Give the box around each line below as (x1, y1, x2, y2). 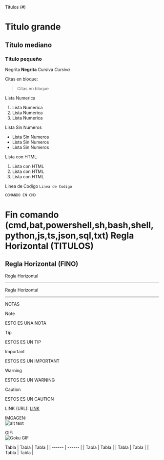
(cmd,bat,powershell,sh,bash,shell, (5, 219, 154, 231)
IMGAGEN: (5, 415, 27, 421)
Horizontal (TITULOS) (5, 240, 94, 251)
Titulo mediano (5, 41, 52, 49)
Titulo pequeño (5, 55, 42, 62)
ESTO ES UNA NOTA (5, 320, 46, 326)
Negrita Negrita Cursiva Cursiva (5, 66, 70, 73)
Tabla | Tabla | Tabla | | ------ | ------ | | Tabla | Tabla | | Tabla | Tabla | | (5, 444, 149, 450)
